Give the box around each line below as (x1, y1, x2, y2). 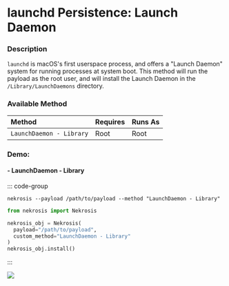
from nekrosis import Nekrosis (7, 207, 97, 214)
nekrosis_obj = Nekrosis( (7, 220, 81, 227)
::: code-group (7, 182, 48, 190)
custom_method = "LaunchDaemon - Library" (13, 233, 131, 240)
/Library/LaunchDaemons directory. (7, 82, 105, 90)
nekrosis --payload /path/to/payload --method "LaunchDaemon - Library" (7, 195, 221, 202)
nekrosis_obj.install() (7, 245, 76, 253)
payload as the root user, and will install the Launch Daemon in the (7, 75, 196, 83)
